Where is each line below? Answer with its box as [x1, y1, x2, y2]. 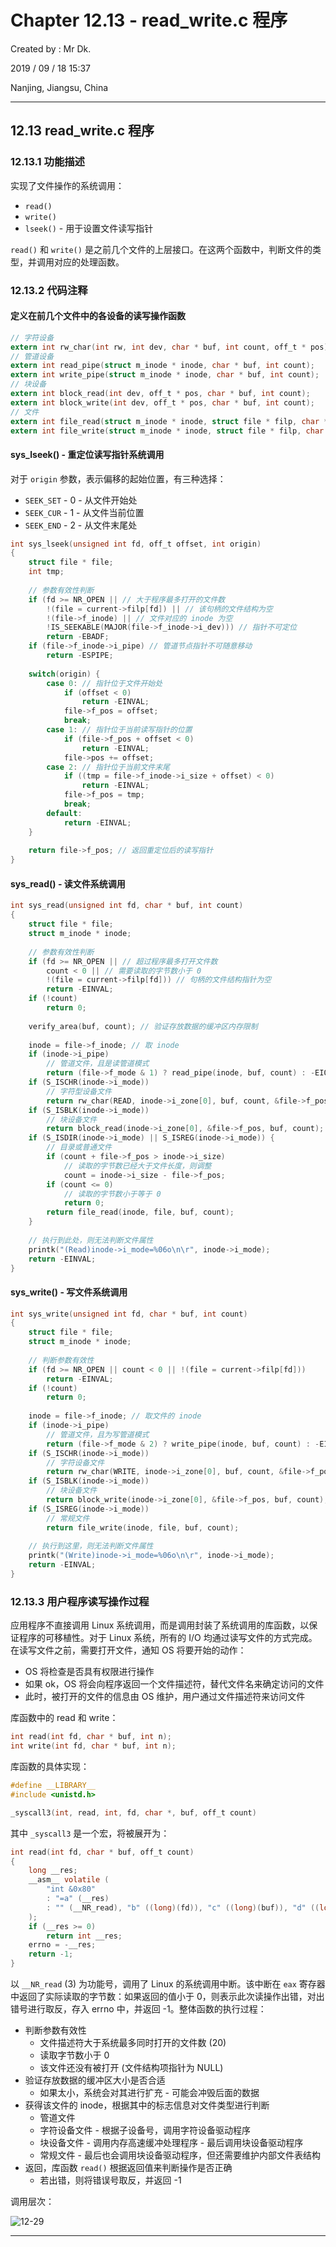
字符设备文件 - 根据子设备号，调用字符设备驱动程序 [39, 2124, 251, 2136]
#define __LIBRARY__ [10, 1781, 97, 1791]
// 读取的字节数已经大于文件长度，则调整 [63, 1161, 212, 1171]
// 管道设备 [10, 351, 55, 361]
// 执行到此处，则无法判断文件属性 [28, 1235, 154, 1245]
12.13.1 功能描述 [10, 155, 85, 169]
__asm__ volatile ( [28, 1875, 110, 1885]
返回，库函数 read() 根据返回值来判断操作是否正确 [24, 2162, 233, 2174]
